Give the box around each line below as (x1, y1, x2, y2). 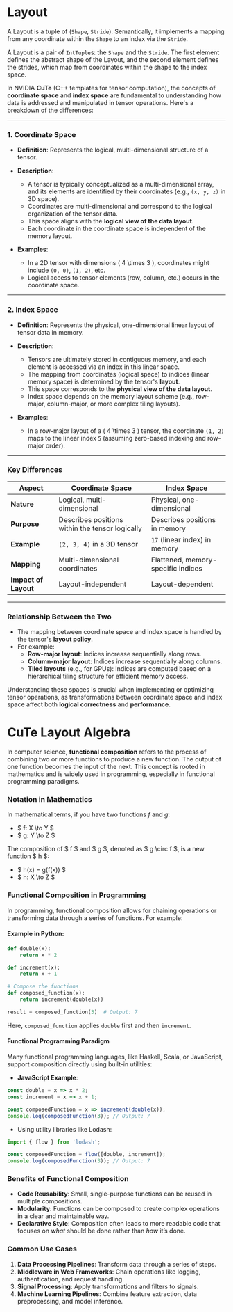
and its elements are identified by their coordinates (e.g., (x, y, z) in (27, 187, 226, 196)
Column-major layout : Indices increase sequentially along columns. (27, 657, 223, 665)
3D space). (27, 195, 60, 203)
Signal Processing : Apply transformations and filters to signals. (17, 1282, 199, 1290)
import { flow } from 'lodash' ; (7, 1139, 101, 1146)
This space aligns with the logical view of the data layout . (27, 217, 194, 226)
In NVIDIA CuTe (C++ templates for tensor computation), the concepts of (7, 84, 216, 92)
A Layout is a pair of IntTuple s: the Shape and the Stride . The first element (7, 48, 220, 56)
